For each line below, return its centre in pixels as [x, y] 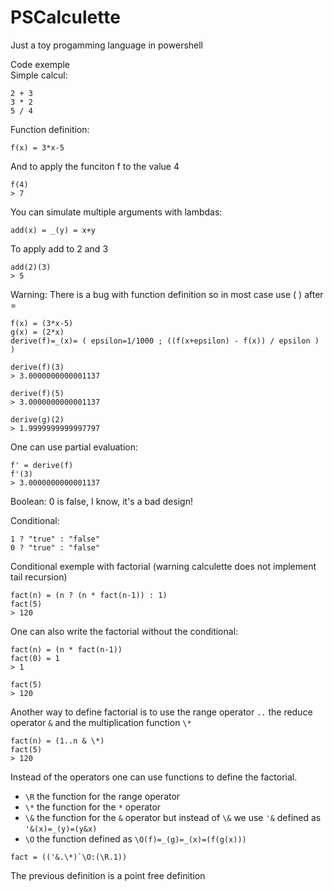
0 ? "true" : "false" [55, 547]
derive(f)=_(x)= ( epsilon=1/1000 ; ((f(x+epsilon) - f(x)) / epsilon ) [165, 341]
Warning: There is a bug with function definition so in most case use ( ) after [167, 294]
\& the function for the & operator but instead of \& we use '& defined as [173, 817]
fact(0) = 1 [35, 658]
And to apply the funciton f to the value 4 [95, 166]
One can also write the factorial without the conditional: [124, 631]
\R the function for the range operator [102, 796]
